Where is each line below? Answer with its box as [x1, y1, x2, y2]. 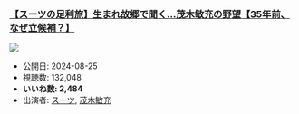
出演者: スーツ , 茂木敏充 [22, 95, 111, 106]
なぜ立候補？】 [9, 21, 75, 33]
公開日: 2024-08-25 [22, 61, 98, 71]
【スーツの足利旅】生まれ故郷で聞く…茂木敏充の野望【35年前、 [9, 7, 290, 20]
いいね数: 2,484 [22, 83, 83, 94]
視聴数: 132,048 [22, 72, 82, 83]
